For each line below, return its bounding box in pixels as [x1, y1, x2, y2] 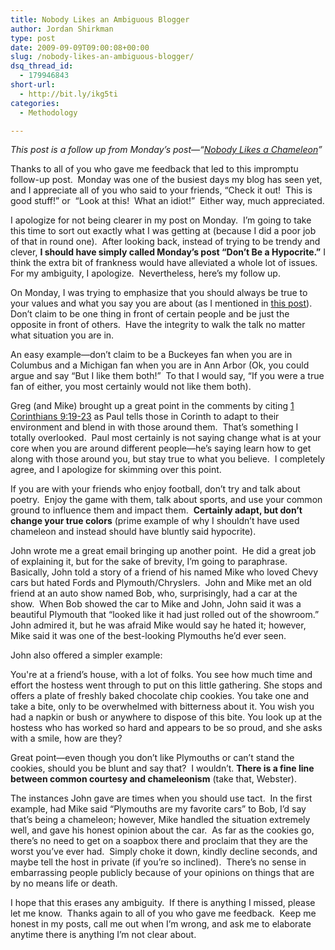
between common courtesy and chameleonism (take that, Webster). [10, 773, 297, 785]
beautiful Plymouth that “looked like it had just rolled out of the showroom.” [10, 609, 320, 621]
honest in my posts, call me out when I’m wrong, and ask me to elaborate [10, 918, 312, 930]
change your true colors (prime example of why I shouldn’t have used [10, 515, 300, 527]
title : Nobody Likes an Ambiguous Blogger [10, 14, 190, 25]
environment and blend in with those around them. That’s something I [10, 421, 299, 433]
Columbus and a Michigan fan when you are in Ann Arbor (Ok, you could [10, 359, 310, 371]
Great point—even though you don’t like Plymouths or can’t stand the [10, 752, 295, 764]
